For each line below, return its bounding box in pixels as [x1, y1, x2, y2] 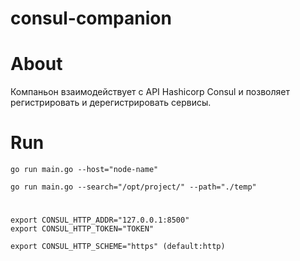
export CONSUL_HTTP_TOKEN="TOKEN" [10, 224, 155, 234]
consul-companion [10, 7, 172, 30]
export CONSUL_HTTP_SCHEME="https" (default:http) [10, 242, 226, 252]
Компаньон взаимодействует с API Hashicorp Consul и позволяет [10, 86, 290, 98]
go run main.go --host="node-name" [10, 165, 159, 175]
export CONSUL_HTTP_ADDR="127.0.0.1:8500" [10, 215, 190, 226]
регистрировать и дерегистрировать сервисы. [10, 97, 212, 109]
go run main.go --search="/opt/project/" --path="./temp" [10, 182, 257, 192]
